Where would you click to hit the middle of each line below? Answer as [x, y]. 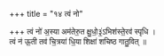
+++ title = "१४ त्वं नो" [46, 14]
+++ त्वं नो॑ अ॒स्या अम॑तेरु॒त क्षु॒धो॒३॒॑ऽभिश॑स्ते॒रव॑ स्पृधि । [83, 32]
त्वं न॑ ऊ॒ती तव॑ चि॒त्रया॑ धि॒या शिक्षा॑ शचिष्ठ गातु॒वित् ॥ [78, 41]
